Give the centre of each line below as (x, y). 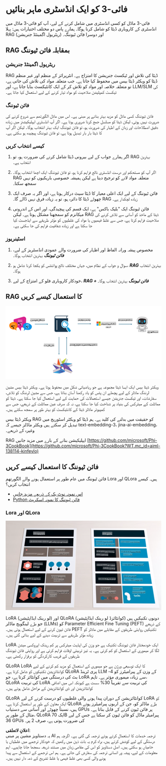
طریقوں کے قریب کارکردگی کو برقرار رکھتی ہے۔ (43, 656)
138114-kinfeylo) (22, 451)
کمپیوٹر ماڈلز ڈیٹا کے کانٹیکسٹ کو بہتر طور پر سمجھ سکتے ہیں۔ (55, 409)
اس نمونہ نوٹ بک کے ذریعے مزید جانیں (48, 494)
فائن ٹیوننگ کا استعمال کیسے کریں (52, 467)
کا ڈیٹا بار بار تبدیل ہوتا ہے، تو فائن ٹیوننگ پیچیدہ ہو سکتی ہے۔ (54, 133)
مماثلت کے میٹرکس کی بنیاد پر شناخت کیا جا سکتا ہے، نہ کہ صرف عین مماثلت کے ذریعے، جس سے (83, 404)
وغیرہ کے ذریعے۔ (20, 430)
